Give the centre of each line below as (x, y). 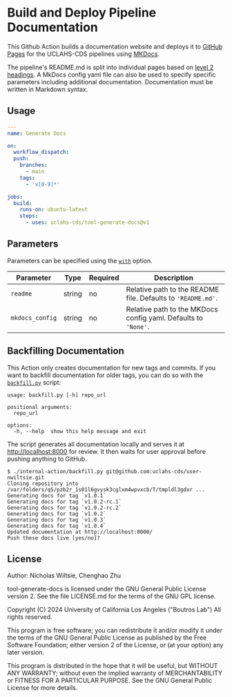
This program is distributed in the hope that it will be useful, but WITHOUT (113, 666)
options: (20, 425)
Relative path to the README (173, 289)
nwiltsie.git (26, 477)
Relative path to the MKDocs (172, 309)
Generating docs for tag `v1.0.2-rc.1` (65, 502)
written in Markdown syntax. (48, 89)
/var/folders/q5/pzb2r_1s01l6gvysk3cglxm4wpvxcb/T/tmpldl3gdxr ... (106, 489)
